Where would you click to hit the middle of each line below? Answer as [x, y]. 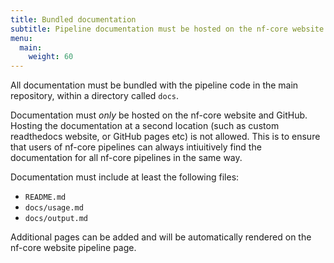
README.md [45, 197]
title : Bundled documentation [73, 19]
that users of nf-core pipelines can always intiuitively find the [136, 147]
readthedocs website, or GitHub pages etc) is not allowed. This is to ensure [165, 137]
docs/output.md [56, 219]
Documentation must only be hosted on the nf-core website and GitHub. [159, 115]
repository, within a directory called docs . [95, 96]
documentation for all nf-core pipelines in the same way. [126, 158]
